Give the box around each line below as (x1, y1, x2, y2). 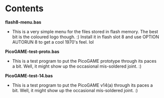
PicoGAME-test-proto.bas (5, 49, 60, 54)
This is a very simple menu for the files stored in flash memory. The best (12, 28, 158, 34)
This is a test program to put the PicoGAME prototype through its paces (12, 58, 157, 64)
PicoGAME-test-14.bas (5, 73, 53, 78)
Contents (5, 3, 44, 14)
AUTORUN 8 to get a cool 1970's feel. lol (12, 39, 94, 45)
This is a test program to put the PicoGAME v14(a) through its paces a (12, 82, 153, 88)
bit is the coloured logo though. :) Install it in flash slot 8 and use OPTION (12, 34, 159, 40)
